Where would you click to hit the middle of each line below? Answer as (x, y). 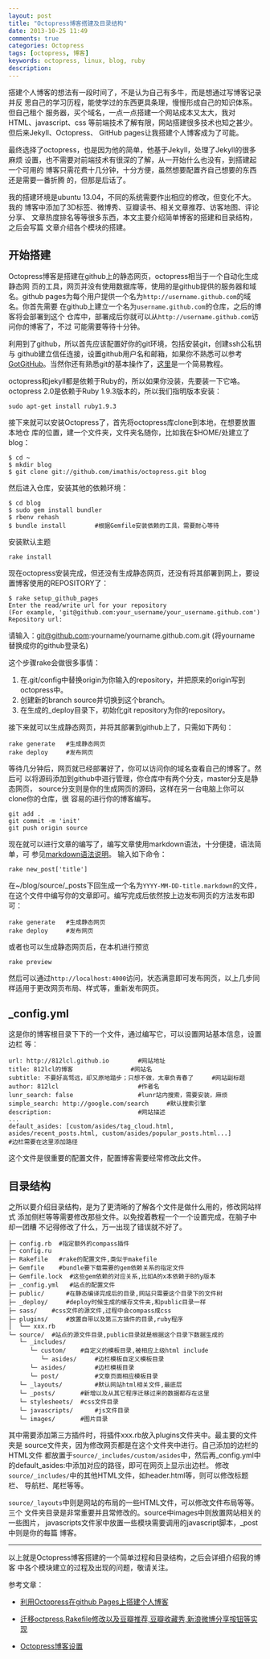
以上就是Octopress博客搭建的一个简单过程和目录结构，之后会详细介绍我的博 (135, 1557)
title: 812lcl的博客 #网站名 (80, 1070)
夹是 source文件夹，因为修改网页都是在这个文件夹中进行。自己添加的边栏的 (133, 1445)
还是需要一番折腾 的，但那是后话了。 (69, 180)
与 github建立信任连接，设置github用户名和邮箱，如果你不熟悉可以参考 (125, 353)
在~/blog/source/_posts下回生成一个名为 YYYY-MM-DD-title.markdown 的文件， (135, 885)
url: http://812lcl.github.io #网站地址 (87, 1061)
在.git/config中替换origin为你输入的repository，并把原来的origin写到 (133, 680)
